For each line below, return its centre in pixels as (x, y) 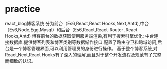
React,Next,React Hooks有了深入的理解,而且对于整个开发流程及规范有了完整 (83, 55)
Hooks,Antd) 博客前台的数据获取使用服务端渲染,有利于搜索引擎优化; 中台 (80, 36)
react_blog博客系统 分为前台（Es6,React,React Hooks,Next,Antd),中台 (77, 23)
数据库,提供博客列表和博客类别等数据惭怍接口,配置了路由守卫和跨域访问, (83, 42)
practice (23, 9)
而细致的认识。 (20, 61)
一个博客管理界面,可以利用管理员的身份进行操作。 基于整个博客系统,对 (86, 48)
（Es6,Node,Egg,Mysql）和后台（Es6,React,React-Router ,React (71, 30)
